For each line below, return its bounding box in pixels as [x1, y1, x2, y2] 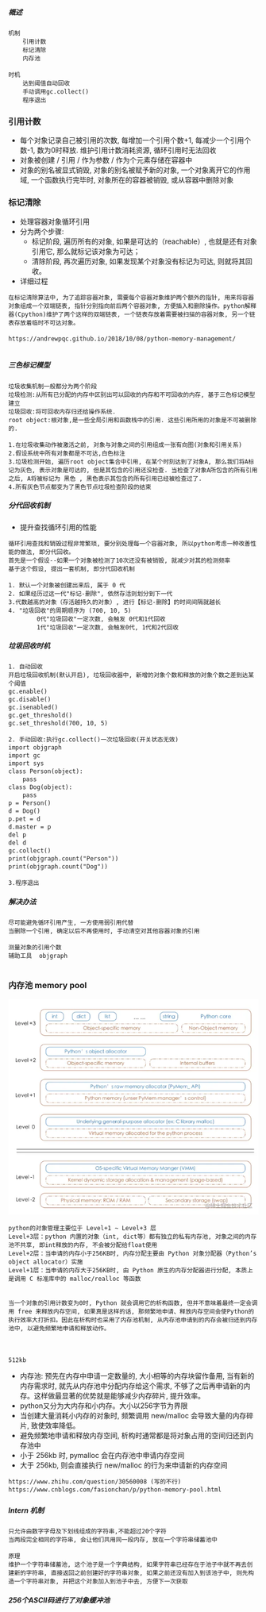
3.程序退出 [8, 879, 40, 887]
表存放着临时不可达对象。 [8, 318, 79, 327]
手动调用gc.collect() [22, 87, 90, 95]
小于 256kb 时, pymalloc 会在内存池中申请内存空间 [19, 1451, 185, 1460]
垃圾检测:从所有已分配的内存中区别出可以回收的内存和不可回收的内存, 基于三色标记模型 [8, 390, 256, 398]
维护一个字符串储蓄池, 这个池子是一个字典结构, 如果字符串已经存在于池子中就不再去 [8, 1560, 248, 1569]
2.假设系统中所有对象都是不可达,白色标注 [8, 449, 125, 457]
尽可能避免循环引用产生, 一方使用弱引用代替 [8, 919, 134, 927]
